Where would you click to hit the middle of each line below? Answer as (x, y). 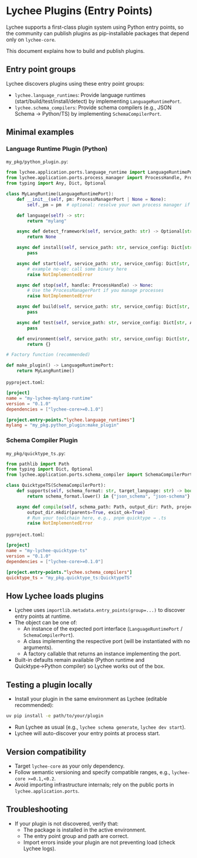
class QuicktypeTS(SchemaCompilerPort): (56, 486)
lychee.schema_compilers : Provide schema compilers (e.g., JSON (93, 107)
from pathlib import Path (38, 464)
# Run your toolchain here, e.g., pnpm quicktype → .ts (97, 518)
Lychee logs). (40, 848)
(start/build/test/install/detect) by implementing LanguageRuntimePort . (98, 101)
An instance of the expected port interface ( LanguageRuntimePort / (103, 629)
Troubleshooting (37, 810)
